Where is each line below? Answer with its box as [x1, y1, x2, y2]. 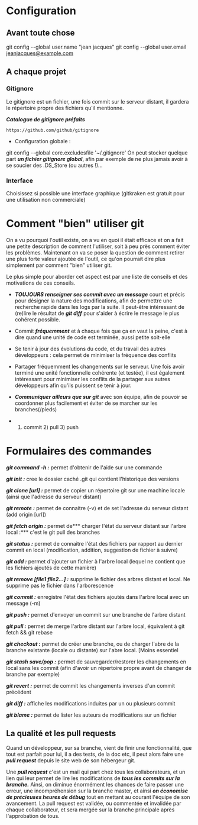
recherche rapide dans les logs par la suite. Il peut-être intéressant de [14, 303, 185, 310]
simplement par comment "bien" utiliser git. [6, 262, 112, 269]
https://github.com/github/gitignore [6, 127, 99, 133]
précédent [6, 688, 31, 695]
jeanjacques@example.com [6, 50, 74, 57]
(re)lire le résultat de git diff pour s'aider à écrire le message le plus [14, 310, 180, 317]
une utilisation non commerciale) [6, 196, 86, 203]
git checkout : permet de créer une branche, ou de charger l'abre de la [6, 640, 179, 647]
